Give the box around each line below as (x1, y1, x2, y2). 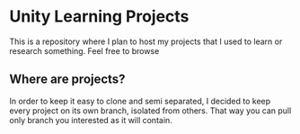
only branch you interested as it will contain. (9, 114, 172, 125)
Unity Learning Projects (9, 6, 190, 27)
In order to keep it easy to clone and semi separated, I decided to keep (9, 95, 271, 106)
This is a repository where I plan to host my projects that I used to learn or (9, 36, 283, 47)
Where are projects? (9, 72, 126, 87)
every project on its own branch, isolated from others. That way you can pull (9, 105, 292, 116)
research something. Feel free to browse (9, 45, 160, 56)
